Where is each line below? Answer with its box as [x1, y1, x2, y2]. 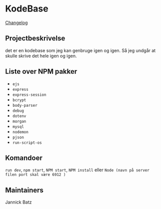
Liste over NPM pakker [5, 67, 77, 76]
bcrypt [12, 97, 26, 103]
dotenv [12, 113, 26, 118]
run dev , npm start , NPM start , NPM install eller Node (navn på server [5, 167, 150, 173]
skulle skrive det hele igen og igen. [5, 53, 77, 59]
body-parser [12, 103, 37, 108]
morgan [12, 119, 26, 124]
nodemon [12, 129, 28, 134]
